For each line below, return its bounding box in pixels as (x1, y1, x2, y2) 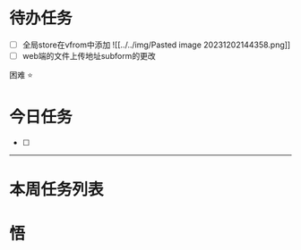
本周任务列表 (9, 179, 105, 200)
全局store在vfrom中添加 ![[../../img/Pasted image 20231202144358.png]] (21, 39, 291, 50)
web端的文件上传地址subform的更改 (21, 51, 156, 61)
